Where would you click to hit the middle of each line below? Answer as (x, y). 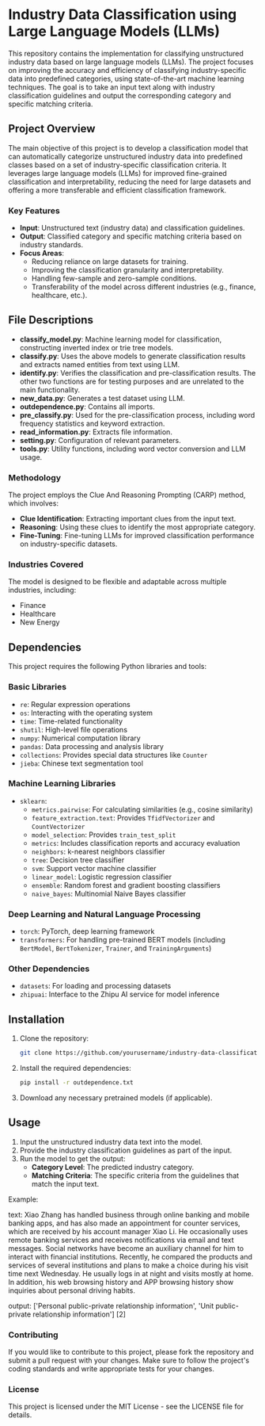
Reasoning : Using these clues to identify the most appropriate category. (137, 527)
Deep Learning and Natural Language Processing (104, 914)
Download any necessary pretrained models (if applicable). (116, 1098)
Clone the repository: (54, 1038)
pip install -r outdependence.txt (76, 1083)
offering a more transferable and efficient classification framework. (117, 190)
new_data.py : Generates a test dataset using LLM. (102, 398)
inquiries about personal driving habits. (72, 1290)
